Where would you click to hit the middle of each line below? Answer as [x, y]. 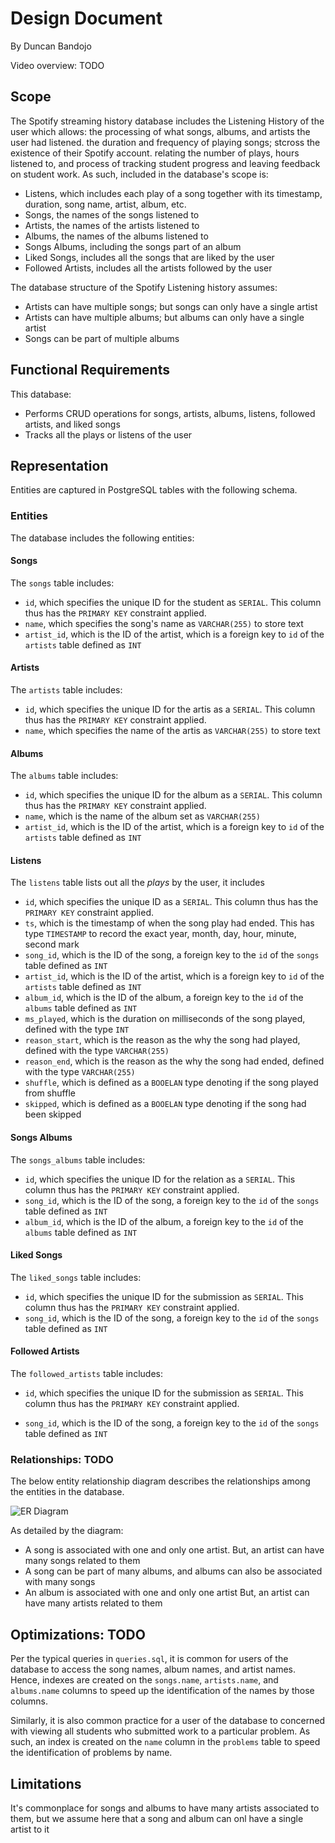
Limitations [46, 1783]
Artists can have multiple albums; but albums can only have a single [164, 317]
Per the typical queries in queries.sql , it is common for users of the [149, 1659]
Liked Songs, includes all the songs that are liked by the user [149, 257]
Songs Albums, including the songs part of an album [133, 246]
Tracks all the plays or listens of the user [108, 434]
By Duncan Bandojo [51, 46]
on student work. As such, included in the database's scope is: [139, 174]
